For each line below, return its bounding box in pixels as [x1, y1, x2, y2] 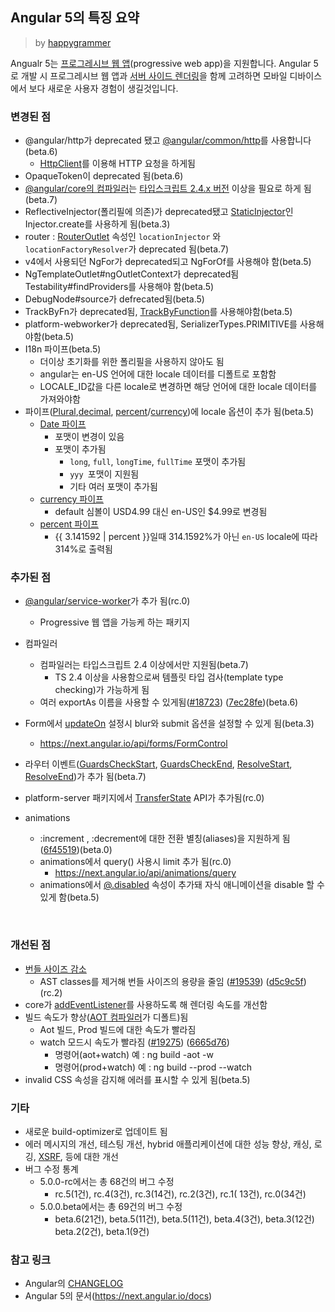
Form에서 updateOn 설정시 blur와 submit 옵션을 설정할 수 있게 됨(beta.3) [24, 718, 315, 730]
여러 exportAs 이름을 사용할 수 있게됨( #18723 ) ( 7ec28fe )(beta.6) [39, 696, 299, 708]
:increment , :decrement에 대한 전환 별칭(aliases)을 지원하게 [39, 833, 280, 845]
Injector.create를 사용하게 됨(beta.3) [24, 218, 171, 230]
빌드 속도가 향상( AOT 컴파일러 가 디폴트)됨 [24, 1011, 189, 1023]
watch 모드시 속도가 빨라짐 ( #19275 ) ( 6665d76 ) [39, 1036, 230, 1048]
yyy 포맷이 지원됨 [69, 468, 140, 480]
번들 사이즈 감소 [24, 963, 87, 975]
